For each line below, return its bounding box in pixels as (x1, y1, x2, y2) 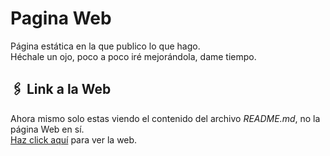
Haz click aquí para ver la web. (10, 133, 138, 146)
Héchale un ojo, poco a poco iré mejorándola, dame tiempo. (10, 50, 257, 62)
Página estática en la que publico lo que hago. (10, 40, 201, 52)
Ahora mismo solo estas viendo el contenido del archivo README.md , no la (10, 112, 321, 124)
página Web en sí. (10, 123, 85, 135)
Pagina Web (10, 7, 112, 30)
